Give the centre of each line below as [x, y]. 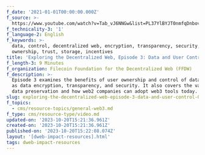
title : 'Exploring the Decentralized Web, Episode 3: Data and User [95, 57]
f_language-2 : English [35, 35]
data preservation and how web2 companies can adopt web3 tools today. [105, 92]
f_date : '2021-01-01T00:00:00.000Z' [53, 12]
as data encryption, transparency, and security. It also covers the [102, 86]
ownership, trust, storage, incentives [63, 52]
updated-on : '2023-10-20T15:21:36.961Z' [59, 120]
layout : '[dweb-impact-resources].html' [59, 137]
